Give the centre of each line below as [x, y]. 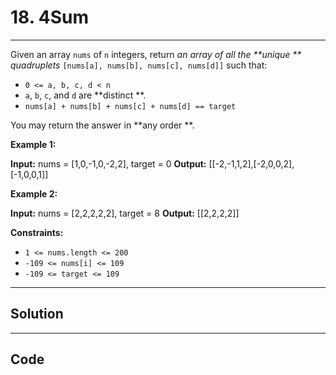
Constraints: [37, 232]
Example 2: [34, 193]
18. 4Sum [50, 17]
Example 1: [33, 144]
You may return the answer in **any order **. [102, 125]
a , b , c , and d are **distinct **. [85, 95]
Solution [37, 314]
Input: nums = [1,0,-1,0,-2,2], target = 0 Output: [108, 163]
